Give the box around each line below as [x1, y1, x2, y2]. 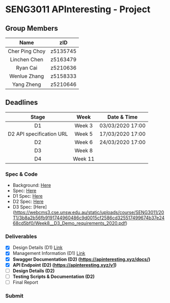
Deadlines [5, 98, 38, 107]
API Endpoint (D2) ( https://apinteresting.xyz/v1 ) [12, 262, 117, 268]
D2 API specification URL [8, 130, 68, 137]
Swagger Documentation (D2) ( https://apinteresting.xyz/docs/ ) [12, 256, 151, 262]
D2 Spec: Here [12, 198, 44, 205]
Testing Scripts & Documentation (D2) [12, 273, 95, 279]
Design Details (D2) [12, 267, 55, 274]
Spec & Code [5, 170, 38, 177]
